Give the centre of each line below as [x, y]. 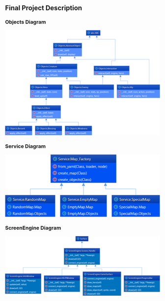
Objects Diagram [26, 22]
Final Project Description [44, 8]
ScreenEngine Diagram [33, 228]
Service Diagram [25, 146]
